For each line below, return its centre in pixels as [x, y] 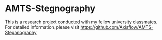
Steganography [21, 32]
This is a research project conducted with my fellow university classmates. [81, 22]
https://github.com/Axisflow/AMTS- [117, 27]
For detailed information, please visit [42, 27]
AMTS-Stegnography [50, 9]
